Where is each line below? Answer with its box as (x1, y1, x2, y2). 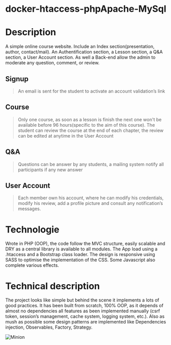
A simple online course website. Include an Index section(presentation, (5, 43, 155, 50)
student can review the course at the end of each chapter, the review (17, 127, 164, 133)
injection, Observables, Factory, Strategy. (5, 324, 93, 330)
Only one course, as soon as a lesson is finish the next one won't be (17, 116, 162, 123)
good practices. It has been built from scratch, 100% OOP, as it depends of (5, 303, 164, 309)
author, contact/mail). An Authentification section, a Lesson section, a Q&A (5, 49, 163, 55)
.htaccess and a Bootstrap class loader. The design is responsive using (5, 251, 155, 258)
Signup (5, 75, 29, 83)
